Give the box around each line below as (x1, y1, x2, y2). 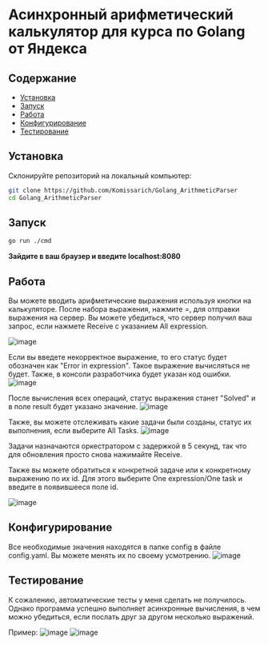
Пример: (8, 627, 38, 637)
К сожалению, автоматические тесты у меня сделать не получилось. (8, 595, 246, 604)
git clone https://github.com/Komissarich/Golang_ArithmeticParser (8, 186, 238, 194)
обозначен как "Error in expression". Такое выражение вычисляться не (8, 361, 250, 371)
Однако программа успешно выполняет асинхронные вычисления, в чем (8, 603, 261, 613)
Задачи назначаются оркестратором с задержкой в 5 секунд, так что (8, 441, 247, 451)
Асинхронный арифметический (8, 6, 234, 24)
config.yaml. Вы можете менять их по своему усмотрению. (8, 550, 211, 560)
